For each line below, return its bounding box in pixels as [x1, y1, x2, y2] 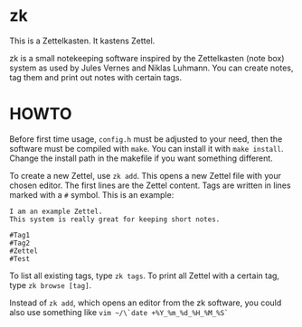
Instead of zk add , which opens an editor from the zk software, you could [9, 297, 282, 308]
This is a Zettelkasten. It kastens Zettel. [9, 35, 156, 46]
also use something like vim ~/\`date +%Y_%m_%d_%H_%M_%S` [9, 306, 229, 317]
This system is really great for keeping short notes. [9, 214, 221, 224]
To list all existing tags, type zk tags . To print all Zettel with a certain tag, [9, 270, 280, 281]
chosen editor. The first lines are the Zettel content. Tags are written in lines [9, 180, 291, 191]
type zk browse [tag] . [9, 279, 92, 290]
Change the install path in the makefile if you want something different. [9, 153, 273, 163]
